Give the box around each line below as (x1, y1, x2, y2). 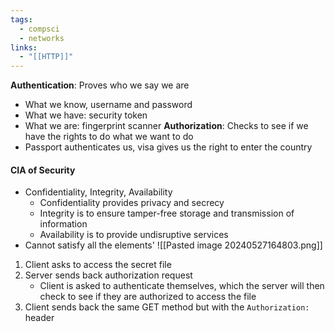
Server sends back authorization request (24, 269, 193, 281)
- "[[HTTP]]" (19, 52, 74, 62)
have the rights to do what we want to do (24, 131, 194, 143)
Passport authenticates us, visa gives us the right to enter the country (24, 141, 313, 153)
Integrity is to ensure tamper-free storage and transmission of (39, 207, 295, 220)
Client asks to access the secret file (24, 259, 172, 271)
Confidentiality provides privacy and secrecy (39, 197, 225, 209)
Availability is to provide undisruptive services (39, 229, 229, 241)
